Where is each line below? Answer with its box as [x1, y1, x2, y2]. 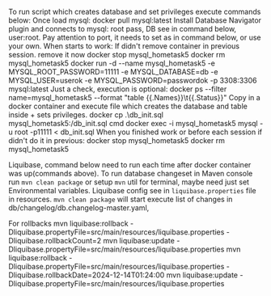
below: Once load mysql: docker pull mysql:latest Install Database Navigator [8, 15, 261, 25]
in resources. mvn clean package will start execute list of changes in [8, 194, 233, 204]
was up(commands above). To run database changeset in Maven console [8, 169, 253, 178]
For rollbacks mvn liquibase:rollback [8, 218, 129, 228]
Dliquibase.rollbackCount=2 [8, 236, 102, 245]
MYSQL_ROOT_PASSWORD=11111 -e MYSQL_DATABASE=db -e [8, 67, 218, 76]
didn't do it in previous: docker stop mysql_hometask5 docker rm [8, 136, 225, 145]
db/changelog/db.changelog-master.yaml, [8, 203, 150, 213]
